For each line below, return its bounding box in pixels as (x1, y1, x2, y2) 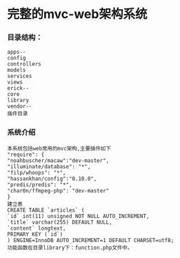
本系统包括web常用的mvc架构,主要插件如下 (7, 145, 112, 152)
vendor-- (7, 103, 32, 110)
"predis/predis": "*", (7, 181, 72, 188)
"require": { (7, 151, 45, 158)
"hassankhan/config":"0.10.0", (7, 175, 97, 182)
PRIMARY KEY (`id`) (7, 230, 63, 238)
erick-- (7, 85, 30, 92)
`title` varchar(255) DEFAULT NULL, (7, 219, 112, 226)
